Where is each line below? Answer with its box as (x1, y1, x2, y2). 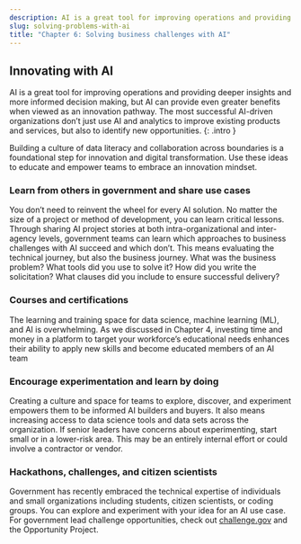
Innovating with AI (9, 63, 114, 78)
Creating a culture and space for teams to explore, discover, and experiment (9, 396, 292, 406)
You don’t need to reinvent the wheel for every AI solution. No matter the (9, 204, 278, 216)
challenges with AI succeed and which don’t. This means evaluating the (9, 243, 275, 254)
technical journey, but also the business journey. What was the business (9, 253, 277, 263)
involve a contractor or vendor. (9, 443, 123, 454)
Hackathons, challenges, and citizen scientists (9, 466, 217, 477)
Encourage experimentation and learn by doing (9, 375, 219, 388)
